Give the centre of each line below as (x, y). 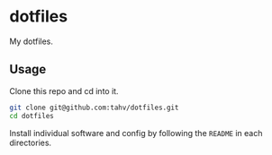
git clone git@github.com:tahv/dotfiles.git (94, 108)
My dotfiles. (32, 41)
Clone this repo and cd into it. (64, 90)
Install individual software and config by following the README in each (136, 133)
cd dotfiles (32, 116)
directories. (31, 142)
